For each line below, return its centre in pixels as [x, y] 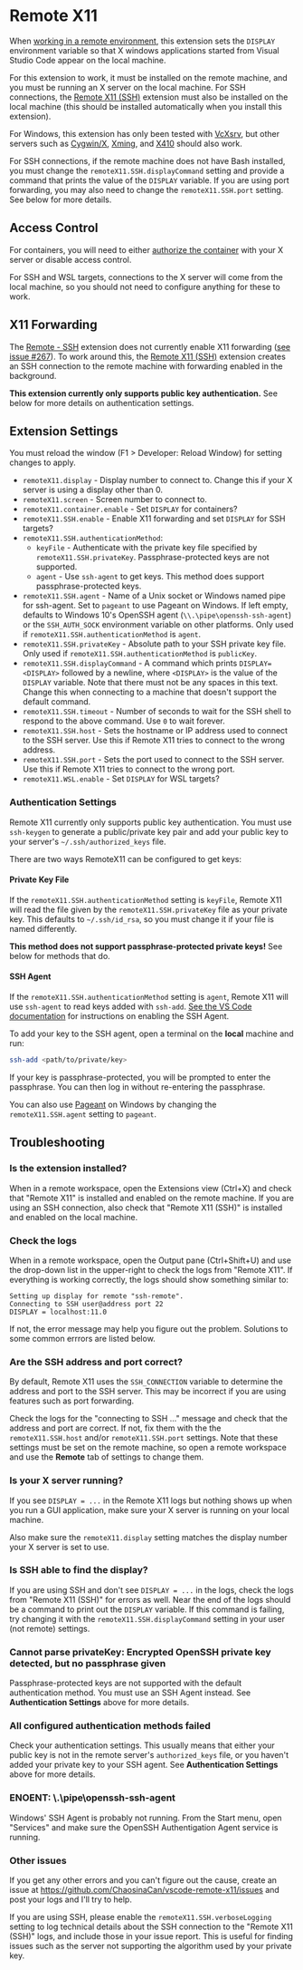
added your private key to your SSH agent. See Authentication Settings [144, 1765]
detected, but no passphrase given [88, 1663]
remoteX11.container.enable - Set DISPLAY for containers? [130, 509]
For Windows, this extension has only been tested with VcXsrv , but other [145, 133]
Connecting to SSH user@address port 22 [87, 1304]
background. [33, 375]
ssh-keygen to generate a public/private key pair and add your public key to [149, 831]
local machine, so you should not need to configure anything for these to [145, 286]
